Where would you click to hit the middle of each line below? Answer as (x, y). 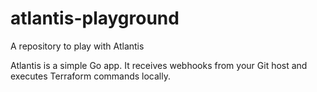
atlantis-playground (95, 18)
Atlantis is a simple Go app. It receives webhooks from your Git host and (159, 65)
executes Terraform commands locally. (90, 76)
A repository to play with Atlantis (77, 46)
